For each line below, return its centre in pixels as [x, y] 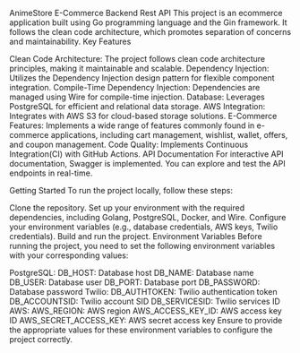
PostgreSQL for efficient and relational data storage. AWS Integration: [137, 106]
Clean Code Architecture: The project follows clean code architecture [137, 59]
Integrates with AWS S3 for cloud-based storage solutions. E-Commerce [143, 116]
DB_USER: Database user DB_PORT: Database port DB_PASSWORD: [135, 282]
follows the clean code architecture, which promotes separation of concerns [150, 32]
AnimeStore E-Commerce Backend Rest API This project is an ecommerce [146, 13]
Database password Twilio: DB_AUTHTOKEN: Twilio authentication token [143, 292]
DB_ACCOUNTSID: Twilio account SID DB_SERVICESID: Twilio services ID [145, 301]
